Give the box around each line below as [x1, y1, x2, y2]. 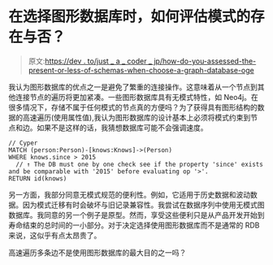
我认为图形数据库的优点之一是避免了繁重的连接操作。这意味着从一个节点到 [8, 82, 258, 92]
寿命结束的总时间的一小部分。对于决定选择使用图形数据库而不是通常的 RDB [8, 220, 260, 230]
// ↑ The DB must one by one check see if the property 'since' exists [15, 160, 264, 168]
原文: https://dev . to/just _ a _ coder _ [28, 56, 153, 66]
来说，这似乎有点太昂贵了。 [8, 230, 102, 240]
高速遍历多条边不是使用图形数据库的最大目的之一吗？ [8, 247, 187, 257]
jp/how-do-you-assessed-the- [154, 56, 257, 66]
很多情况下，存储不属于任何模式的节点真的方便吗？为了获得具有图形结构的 [8, 102, 258, 112]
